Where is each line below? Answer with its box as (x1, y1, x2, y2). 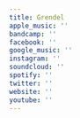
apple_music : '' (9, 21, 69, 30)
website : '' (9, 87, 53, 96)
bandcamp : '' (9, 29, 57, 38)
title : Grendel (9, 12, 65, 22)
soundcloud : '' (9, 63, 65, 72)
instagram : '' (9, 54, 62, 63)
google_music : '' (9, 46, 73, 55)
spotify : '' (9, 71, 53, 80)
